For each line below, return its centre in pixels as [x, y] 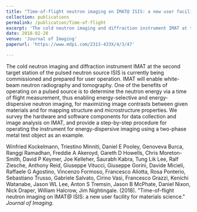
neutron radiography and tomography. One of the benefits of [94, 85]
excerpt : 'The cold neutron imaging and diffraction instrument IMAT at [97, 28]
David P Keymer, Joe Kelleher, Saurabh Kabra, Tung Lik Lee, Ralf [101, 159]
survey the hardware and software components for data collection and [91, 116]
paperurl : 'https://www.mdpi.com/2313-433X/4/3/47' [70, 45]
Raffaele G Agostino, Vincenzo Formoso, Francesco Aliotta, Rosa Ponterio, [96, 171]
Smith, [14, 159]
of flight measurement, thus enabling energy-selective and [77, 97]
